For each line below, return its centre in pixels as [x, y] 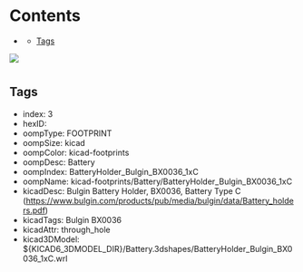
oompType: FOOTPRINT [67, 133]
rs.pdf [34, 210]
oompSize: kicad [54, 142]
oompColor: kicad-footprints [76, 152]
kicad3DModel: [51, 239]
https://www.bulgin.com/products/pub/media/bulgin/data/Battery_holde [160, 200]
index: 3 [38, 113]
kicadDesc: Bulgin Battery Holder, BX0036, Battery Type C [132, 190]
